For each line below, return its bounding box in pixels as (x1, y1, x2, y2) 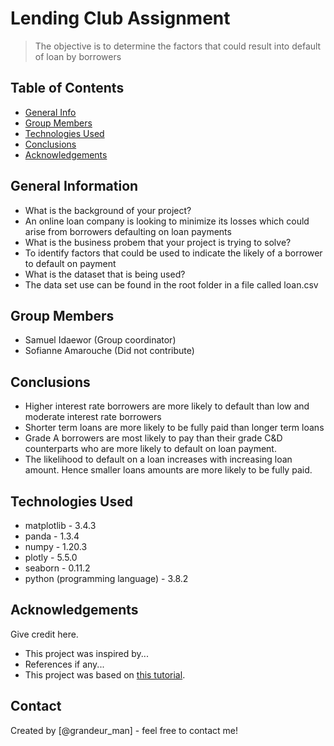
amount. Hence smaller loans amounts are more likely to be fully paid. (24, 464, 313, 476)
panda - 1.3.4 (24, 530, 80, 542)
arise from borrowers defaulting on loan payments (24, 225, 232, 237)
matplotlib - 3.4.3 (24, 520, 97, 531)
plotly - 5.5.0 (24, 552, 78, 563)
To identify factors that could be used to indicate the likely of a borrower (24, 247, 323, 259)
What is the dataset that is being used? (24, 268, 186, 280)
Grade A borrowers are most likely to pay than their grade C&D (24, 432, 283, 444)
